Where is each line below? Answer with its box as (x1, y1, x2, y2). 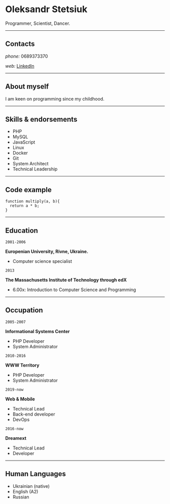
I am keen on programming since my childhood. (5, 96, 105, 102)
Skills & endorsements (5, 115, 77, 123)
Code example (5, 186, 52, 194)
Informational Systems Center (5, 328, 70, 334)
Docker (12, 150, 28, 156)
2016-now (5, 426, 24, 431)
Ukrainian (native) (12, 483, 50, 489)
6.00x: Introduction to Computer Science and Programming (12, 287, 137, 293)
